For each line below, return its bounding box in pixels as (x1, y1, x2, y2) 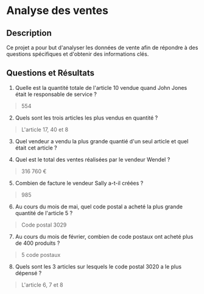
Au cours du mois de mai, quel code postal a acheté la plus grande (15, 203, 183, 210)
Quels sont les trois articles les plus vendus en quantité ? (15, 114, 158, 121)
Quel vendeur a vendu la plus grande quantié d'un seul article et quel (15, 137, 189, 145)
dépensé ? (15, 269, 42, 276)
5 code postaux (21, 251, 61, 258)
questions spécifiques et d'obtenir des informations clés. (6, 50, 149, 58)
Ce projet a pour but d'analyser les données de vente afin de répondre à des (6, 44, 199, 51)
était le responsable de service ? (15, 91, 97, 98)
